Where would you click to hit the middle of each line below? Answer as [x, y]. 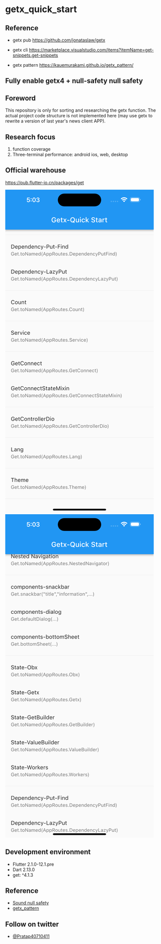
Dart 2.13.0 [24, 869]
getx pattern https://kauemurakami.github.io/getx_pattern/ [73, 65]
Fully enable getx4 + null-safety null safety [74, 81]
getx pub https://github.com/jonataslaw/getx [59, 40]
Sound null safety [31, 903]
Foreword [21, 98]
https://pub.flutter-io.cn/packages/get [45, 183]
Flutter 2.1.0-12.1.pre [33, 864]
